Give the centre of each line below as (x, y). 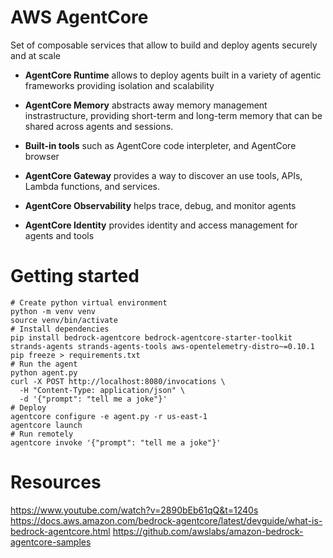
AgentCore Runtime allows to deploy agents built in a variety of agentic (173, 75)
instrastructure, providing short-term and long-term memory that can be (173, 115)
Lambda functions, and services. (92, 186)
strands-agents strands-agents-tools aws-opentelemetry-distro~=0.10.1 (162, 346)
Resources (56, 482)
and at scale (35, 55)
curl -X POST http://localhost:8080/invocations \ (118, 381)
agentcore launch (46, 425)
